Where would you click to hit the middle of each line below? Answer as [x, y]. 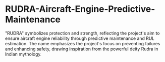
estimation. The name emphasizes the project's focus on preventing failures [82, 43]
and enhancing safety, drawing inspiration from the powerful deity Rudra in [82, 49]
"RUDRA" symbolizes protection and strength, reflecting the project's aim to [82, 33]
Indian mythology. [24, 54]
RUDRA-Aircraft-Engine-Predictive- [80, 9]
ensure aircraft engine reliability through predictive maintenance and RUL [80, 38]
